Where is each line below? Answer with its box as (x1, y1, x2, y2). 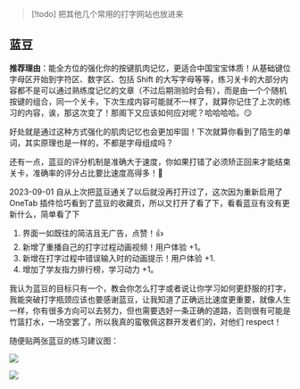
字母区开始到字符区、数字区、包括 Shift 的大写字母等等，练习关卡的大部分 (9, 73, 281, 84)
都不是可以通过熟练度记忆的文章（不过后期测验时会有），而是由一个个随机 (16, 85, 287, 95)
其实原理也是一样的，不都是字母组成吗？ (24, 137, 174, 148)
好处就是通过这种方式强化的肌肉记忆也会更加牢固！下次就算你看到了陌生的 (9, 126, 283, 137)
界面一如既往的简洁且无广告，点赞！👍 (21, 228, 163, 238)
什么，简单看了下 (16, 209, 80, 219)
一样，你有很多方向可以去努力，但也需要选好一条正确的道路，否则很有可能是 (9, 305, 291, 316)
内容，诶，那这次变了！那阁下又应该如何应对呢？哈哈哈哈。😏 (24, 107, 253, 118)
